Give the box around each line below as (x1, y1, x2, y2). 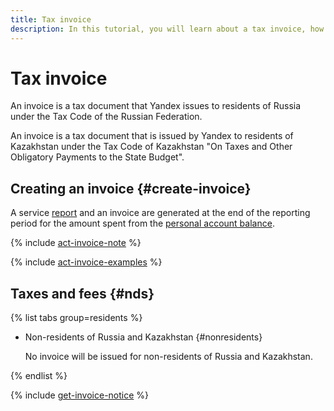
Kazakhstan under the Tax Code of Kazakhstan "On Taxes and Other (10, 141, 293, 153)
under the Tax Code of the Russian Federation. (10, 111, 203, 123)
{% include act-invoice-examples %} (10, 256, 163, 268)
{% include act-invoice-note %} (10, 237, 142, 249)
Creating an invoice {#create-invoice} (10, 180, 252, 197)
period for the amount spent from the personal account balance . (10, 217, 275, 230)
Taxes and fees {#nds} (10, 285, 155, 302)
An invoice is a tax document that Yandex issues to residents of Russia (10, 100, 302, 112)
